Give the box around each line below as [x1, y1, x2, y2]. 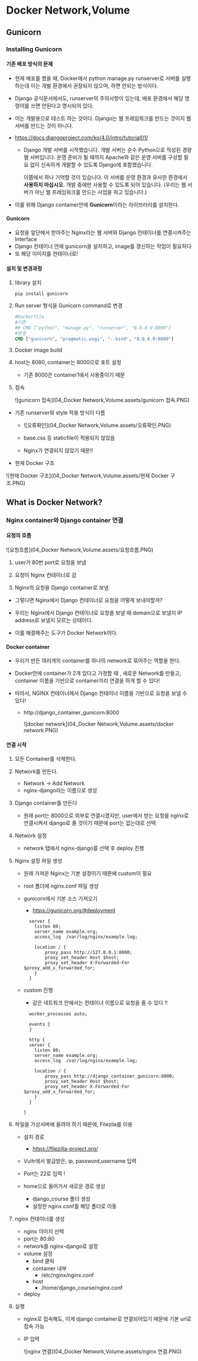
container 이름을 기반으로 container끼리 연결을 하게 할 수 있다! [14, 677, 160, 684]
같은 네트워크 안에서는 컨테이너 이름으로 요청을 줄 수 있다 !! [32, 999, 168, 1006]
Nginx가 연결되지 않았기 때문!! [23, 447, 93, 454]
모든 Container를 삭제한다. [14, 756, 77, 763]
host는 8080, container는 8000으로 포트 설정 [14, 359, 122, 366]
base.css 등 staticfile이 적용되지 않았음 [23, 434, 115, 442]
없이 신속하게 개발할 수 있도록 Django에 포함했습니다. [30, 161, 153, 168]
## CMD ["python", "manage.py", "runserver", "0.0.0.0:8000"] [14, 324, 171, 331]
